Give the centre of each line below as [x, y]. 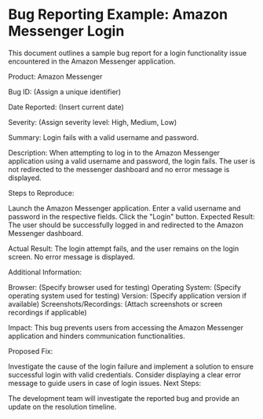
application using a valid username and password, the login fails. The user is [132, 161]
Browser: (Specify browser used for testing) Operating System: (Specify [125, 287]
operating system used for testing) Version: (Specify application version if [128, 296]
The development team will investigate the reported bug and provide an [124, 398]
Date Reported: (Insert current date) [66, 107]
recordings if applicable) [48, 312]
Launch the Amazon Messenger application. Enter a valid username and [124, 208]
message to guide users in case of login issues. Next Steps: [105, 383]
